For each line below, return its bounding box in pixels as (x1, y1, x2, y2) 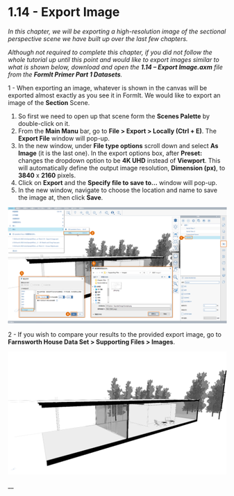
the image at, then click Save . (17, 193, 103, 202)
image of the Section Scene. (8, 98, 90, 106)
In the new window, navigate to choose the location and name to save (17, 186, 218, 194)
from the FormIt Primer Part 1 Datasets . (8, 70, 123, 79)
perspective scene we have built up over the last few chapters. (8, 34, 188, 42)
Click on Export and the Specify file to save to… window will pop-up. (17, 178, 217, 186)
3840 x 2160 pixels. (17, 171, 76, 179)
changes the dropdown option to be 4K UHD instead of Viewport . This (17, 156, 221, 164)
